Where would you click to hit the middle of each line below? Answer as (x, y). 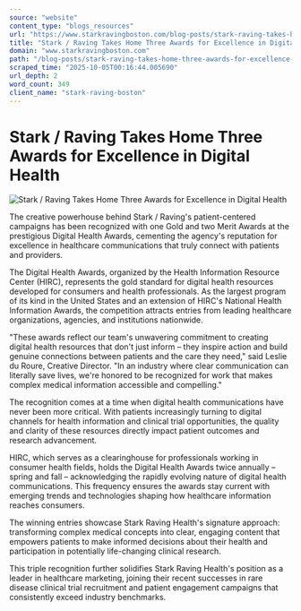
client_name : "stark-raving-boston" (77, 92)
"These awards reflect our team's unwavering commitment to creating (139, 338)
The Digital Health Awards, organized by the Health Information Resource (145, 272)
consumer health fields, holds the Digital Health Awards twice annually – (142, 468)
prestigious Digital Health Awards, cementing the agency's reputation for (143, 236)
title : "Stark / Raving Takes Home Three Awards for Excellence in (138, 43)
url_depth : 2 (34, 76)
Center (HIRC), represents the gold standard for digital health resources (142, 282)
